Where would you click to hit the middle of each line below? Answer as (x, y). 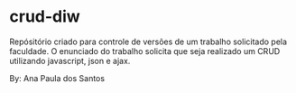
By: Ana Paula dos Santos (57, 78)
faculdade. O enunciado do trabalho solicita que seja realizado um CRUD (145, 51)
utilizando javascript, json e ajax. (70, 60)
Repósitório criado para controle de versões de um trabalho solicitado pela (148, 42)
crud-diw (45, 17)
